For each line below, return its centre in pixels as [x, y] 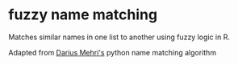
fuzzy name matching [83, 15]
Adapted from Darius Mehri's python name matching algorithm [112, 52]
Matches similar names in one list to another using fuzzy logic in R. [119, 37]
